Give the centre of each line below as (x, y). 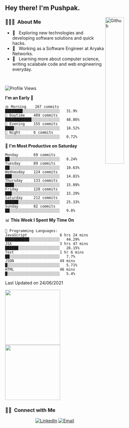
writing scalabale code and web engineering (57, 64)
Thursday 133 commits (31, 180)
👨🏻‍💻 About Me (23, 22)
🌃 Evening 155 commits (31, 124)
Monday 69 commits (30, 155)
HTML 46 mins (40, 269)
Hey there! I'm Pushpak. (43, 8)
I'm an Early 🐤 (19, 98)
